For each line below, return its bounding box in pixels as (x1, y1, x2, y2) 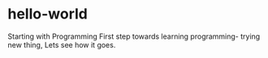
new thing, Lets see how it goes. (7, 39, 116, 49)
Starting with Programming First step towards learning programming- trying (7, 31, 261, 41)
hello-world (7, 5, 89, 23)
